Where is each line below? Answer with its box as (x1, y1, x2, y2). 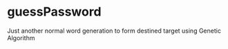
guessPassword (7, 4, 102, 20)
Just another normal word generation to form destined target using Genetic (7, 27, 221, 35)
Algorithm (7, 33, 35, 42)
